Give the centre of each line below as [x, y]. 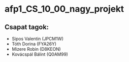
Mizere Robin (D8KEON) [36, 49]
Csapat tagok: [27, 27]
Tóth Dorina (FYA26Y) [34, 44]
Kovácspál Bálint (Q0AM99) [40, 54]
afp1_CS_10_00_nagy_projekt [64, 9]
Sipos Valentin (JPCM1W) [37, 39]
